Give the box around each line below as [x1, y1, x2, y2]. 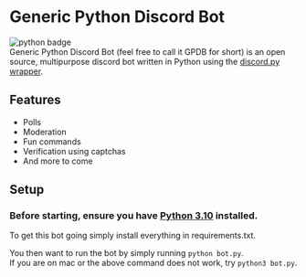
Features [9, 92, 61, 108]
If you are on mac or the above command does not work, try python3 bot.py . [9, 258, 298, 269]
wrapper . [9, 66, 44, 77]
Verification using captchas [22, 145, 126, 156]
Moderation [22, 126, 67, 137]
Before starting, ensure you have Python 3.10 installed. [9, 209, 259, 222]
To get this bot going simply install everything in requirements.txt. [9, 230, 257, 241]
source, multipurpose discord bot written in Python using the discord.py [9, 56, 280, 67]
